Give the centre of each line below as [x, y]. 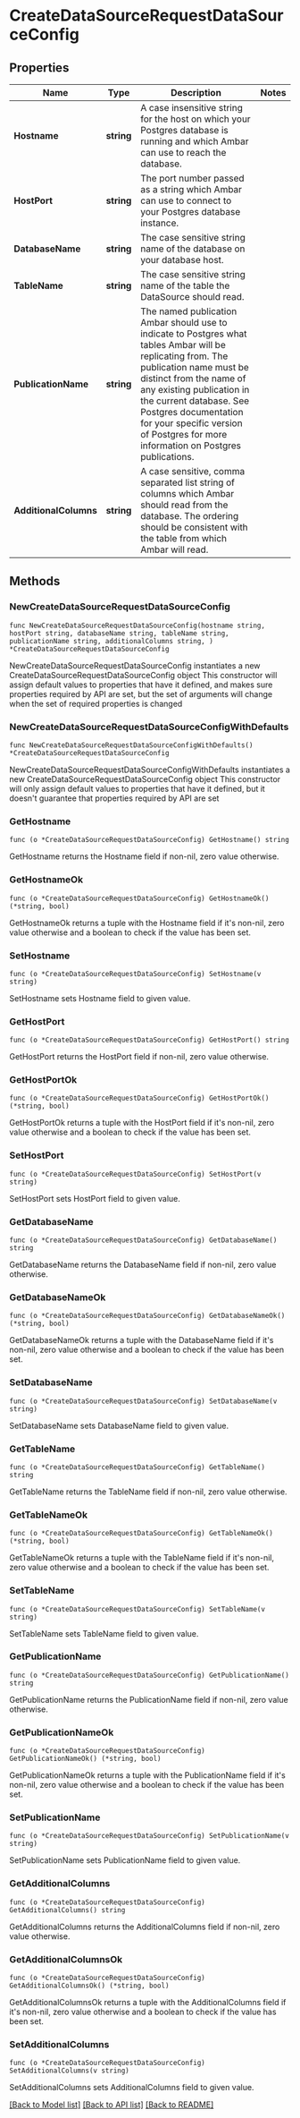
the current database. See [195, 401]
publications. [167, 457]
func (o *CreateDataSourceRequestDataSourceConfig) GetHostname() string [150, 840]
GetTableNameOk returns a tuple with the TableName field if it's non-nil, [142, 1558]
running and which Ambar [194, 141]
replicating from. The [184, 356]
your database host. [182, 260]
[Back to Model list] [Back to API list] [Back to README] [112, 2105]
